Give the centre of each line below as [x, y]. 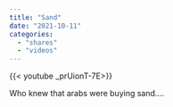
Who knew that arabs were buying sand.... [87, 94]
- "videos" [37, 51]
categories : [31, 34]
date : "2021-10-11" [45, 26]
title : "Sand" [36, 17]
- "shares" [37, 42]
